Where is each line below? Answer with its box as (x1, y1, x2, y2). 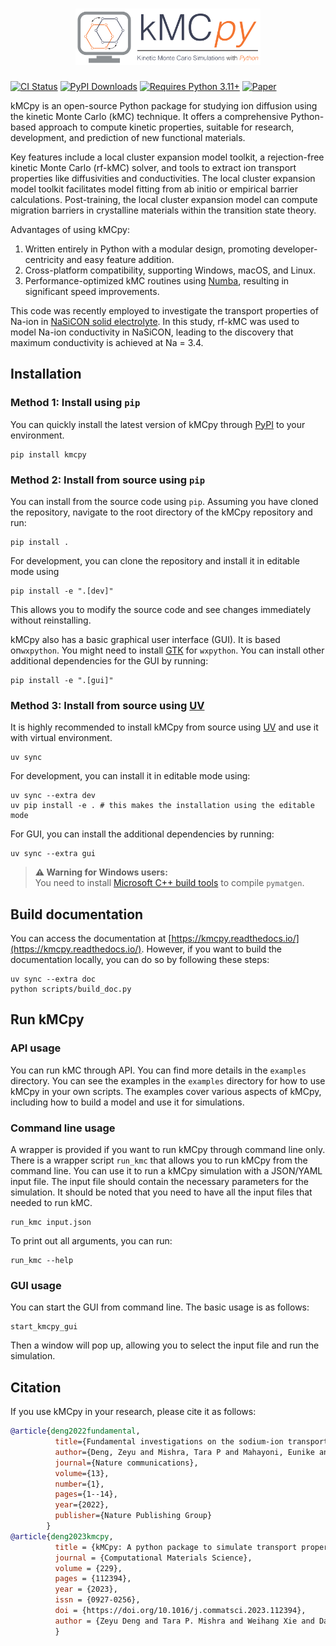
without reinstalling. (10, 614, 92, 626)
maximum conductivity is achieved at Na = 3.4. (10, 336, 204, 348)
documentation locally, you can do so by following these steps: (10, 954, 270, 966)
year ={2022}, (54, 1500, 110, 1510)
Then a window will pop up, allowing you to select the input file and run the (10, 1339, 320, 1352)
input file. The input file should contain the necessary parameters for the (10, 1176, 309, 1188)
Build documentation (10, 906, 144, 923)
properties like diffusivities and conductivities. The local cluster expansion (10, 172, 316, 184)
